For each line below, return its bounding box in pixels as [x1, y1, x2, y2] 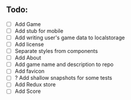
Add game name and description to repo [14, 61, 114, 68]
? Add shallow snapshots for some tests [14, 74, 113, 82]
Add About [14, 54, 41, 61]
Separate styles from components [14, 48, 98, 55]
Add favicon [14, 68, 45, 75]
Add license [14, 41, 44, 48]
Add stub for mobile [14, 27, 63, 35]
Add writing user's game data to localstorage [14, 34, 125, 41]
